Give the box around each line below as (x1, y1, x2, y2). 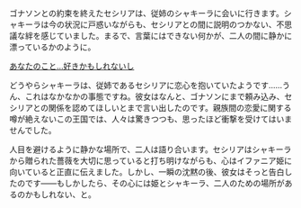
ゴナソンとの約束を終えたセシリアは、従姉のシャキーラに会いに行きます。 (9, 8, 285, 18)
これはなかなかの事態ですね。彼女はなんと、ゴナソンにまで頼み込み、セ (24, 91, 293, 102)
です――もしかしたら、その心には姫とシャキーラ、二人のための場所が (24, 178, 285, 188)
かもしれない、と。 (24, 189, 96, 200)
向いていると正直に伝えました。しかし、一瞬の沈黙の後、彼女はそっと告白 (9, 167, 285, 177)
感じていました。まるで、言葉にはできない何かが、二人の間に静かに (40, 31, 293, 41)
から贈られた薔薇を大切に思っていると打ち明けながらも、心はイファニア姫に (9, 156, 292, 166)
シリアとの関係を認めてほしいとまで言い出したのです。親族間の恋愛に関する (9, 103, 292, 113)
